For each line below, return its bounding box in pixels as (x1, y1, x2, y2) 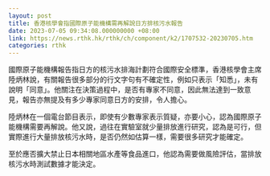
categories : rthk (8, 42, 67, 50)
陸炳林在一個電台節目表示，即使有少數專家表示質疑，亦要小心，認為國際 (8, 112, 247, 121)
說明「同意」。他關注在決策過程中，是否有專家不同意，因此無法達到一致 (8, 85, 244, 95)
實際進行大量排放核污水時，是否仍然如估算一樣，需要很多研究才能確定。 (8, 132, 247, 141)
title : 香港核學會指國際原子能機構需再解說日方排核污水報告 (8, 19, 183, 27)
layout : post (8, 11, 52, 20)
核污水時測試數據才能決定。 (8, 159, 100, 169)
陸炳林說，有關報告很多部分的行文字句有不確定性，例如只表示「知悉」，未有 (8, 75, 259, 84)
